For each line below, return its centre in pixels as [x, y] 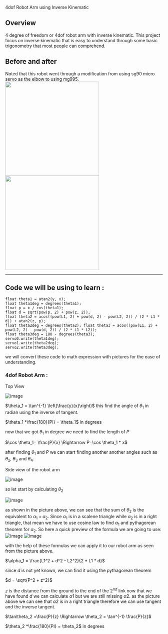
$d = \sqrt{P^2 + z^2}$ [29, 580]
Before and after [31, 61]
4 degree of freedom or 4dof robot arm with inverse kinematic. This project [83, 35]
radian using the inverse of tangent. [42, 412]
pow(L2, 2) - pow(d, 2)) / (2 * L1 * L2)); [51, 330]
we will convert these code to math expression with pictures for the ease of [83, 357]
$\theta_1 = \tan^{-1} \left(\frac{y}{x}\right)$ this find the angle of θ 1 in [77, 406]
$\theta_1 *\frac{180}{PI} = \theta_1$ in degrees [53, 422]
